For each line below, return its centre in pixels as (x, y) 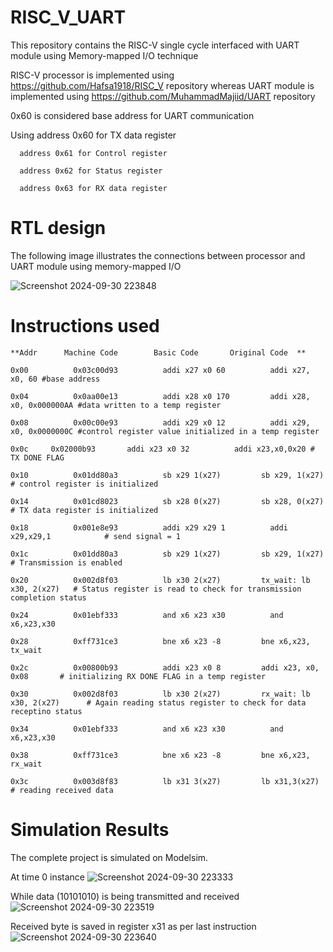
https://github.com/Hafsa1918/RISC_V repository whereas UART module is (162, 85)
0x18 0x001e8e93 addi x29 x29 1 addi (149, 527)
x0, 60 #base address (55, 379)
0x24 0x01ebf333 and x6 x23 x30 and (147, 615)
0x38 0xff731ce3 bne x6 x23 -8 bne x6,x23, (160, 755)
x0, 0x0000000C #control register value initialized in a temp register (165, 431)
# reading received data (62, 790)
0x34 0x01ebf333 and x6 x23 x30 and (147, 729)
